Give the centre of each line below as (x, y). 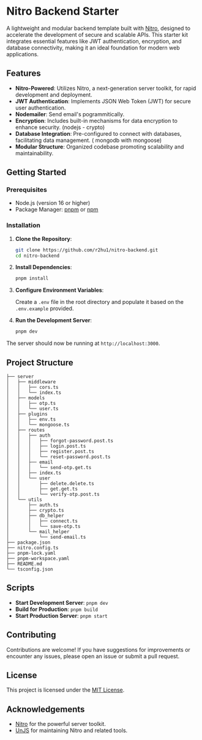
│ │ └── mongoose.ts (38, 425)
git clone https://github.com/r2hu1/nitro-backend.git (87, 250)
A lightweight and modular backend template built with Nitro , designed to (99, 28)
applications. (22, 54)
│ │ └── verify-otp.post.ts (53, 494)
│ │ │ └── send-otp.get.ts (49, 468)
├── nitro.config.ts (33, 548)
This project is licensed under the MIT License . (65, 690)
